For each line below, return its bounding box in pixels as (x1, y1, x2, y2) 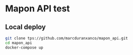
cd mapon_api (5, 40, 32, 45)
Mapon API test (5, 3, 70, 14)
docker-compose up (5, 45, 43, 50)
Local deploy (5, 23, 46, 31)
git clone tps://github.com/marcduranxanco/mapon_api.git (5, 36, 128, 41)
